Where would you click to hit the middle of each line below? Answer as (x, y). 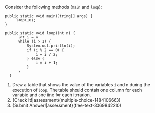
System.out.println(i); (51, 46)
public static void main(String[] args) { (49, 16)
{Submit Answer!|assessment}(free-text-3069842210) (67, 105)
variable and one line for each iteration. (51, 95)
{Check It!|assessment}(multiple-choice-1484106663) (66, 100)
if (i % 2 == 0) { (45, 50)
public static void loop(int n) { (40, 33)
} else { (36, 58)
